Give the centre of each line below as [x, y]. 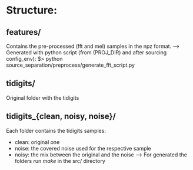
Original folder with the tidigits [43, 97]
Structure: [32, 10]
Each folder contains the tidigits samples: [56, 130]
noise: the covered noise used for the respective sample [83, 148]
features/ [24, 32]
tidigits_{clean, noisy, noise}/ [61, 117]
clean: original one [37, 142]
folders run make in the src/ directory [60, 161]
